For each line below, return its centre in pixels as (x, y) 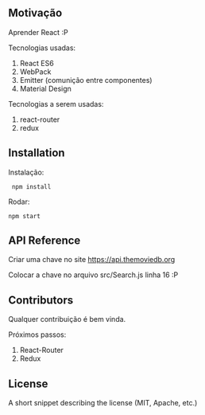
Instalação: (26, 172)
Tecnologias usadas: (42, 48)
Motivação (35, 13)
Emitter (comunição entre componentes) (86, 80)
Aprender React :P (39, 32)
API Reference (44, 241)
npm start (25, 216)
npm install (31, 186)
